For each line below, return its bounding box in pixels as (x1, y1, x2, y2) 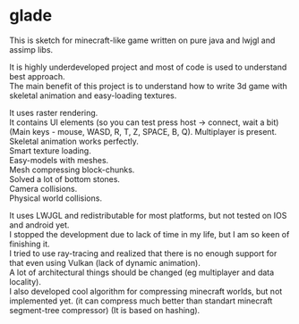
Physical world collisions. (9, 193, 103, 204)
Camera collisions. (9, 183, 78, 194)
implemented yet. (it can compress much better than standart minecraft (9, 295, 273, 306)
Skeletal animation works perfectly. (9, 136, 139, 146)
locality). (9, 276, 42, 287)
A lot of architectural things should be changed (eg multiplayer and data (9, 267, 275, 278)
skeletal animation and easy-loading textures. (9, 90, 177, 101)
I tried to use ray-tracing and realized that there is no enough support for (9, 247, 278, 259)
